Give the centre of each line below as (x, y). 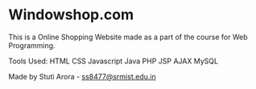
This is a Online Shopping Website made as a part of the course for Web (128, 37)
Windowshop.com (71, 15)
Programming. (32, 45)
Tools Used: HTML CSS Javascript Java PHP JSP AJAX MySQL (114, 61)
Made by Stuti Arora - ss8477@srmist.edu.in (82, 76)
